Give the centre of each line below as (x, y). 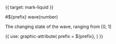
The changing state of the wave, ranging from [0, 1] (58, 26)
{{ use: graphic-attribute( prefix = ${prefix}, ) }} (54, 36)
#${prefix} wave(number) (32, 17)
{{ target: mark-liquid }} (29, 7)
